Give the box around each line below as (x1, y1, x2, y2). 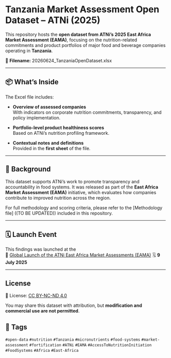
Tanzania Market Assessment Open (5, 4, 159, 15)
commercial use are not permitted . (5, 308, 80, 314)
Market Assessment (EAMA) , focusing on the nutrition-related (5, 37, 137, 43)
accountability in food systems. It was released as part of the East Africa (5, 184, 159, 190)
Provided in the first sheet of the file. (12, 145, 91, 151)
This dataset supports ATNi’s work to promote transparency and (5, 178, 140, 184)
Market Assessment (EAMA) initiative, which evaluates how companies (5, 189, 157, 195)
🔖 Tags (5, 323, 27, 331)
